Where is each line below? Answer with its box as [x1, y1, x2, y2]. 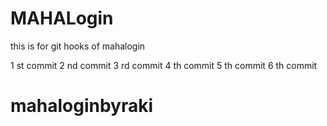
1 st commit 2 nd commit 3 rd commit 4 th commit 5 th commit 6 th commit [10, 59, 318, 71]
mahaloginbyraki [10, 95, 154, 117]
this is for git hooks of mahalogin [10, 40, 146, 52]
